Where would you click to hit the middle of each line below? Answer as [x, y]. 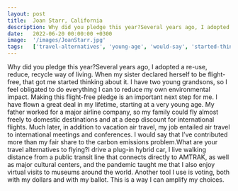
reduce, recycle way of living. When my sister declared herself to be [107, 74]
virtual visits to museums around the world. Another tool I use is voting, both [119, 172]
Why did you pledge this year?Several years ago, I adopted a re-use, [107, 67]
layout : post [27, 14]
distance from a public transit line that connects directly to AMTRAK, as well [118, 157]
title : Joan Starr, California [55, 21]
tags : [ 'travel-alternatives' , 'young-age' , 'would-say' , [98, 47]
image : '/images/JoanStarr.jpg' [57, 40]
